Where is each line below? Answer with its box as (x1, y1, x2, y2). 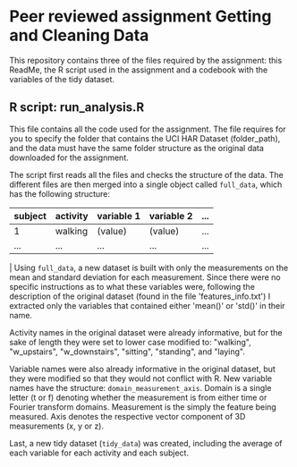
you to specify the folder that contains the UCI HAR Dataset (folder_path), (9, 132, 281, 144)
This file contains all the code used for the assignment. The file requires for (9, 123, 286, 134)
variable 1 (97, 209, 141, 222)
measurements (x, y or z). (9, 420, 105, 431)
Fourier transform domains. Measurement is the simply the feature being (9, 401, 277, 412)
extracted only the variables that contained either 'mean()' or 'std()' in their (9, 300, 285, 310)
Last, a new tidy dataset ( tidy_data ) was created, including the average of (9, 437, 283, 448)
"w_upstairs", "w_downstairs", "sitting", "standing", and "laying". (9, 346, 246, 357)
